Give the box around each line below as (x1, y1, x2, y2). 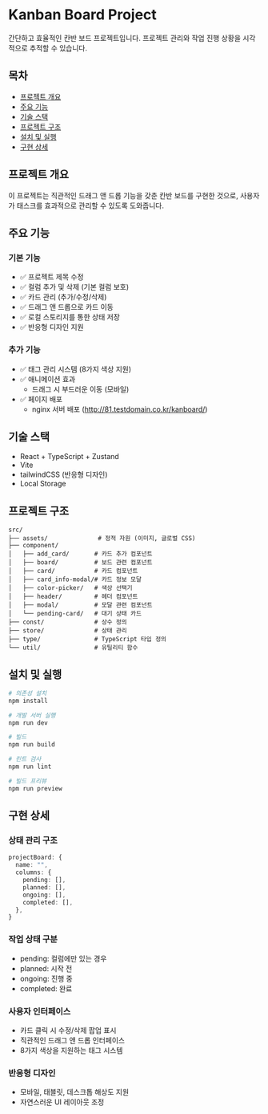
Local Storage (19, 479, 66, 489)
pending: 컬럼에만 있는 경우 (19, 953, 107, 963)
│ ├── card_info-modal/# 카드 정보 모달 (8, 575, 142, 583)
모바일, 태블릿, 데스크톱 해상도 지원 (19, 1088, 130, 1097)
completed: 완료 (19, 983, 73, 993)
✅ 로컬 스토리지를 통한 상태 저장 (19, 312, 120, 322)
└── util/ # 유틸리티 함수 (8, 644, 138, 652)
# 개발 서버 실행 (8, 711, 56, 719)
